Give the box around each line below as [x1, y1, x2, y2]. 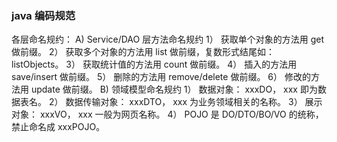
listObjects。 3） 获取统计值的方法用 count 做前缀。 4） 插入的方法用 [11, 58, 298, 71]
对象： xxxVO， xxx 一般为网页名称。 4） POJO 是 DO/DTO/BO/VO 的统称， [11, 108, 324, 121]
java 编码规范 [11, 8, 76, 22]
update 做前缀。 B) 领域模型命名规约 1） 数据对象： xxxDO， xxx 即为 [30, 83, 318, 96]
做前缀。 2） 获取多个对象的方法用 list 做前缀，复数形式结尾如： [11, 46, 276, 58]
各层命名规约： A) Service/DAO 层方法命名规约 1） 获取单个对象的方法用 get [11, 33, 325, 46]
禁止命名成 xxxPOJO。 [11, 121, 106, 133]
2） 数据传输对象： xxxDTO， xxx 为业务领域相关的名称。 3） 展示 [48, 96, 323, 108]
